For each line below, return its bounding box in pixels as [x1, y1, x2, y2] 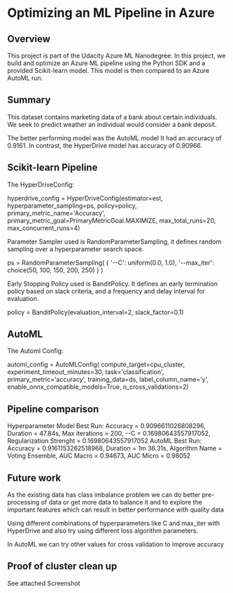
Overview [7, 33, 51, 45]
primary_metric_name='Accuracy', [7, 208, 106, 217]
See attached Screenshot [7, 579, 80, 587]
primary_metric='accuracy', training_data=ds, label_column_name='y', [7, 375, 209, 384]
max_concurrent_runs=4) [7, 223, 80, 232]
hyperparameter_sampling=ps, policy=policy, [7, 201, 138, 210]
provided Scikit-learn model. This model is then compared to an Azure [7, 67, 210, 74]
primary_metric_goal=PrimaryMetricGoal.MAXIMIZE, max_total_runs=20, [7, 216, 216, 225]
